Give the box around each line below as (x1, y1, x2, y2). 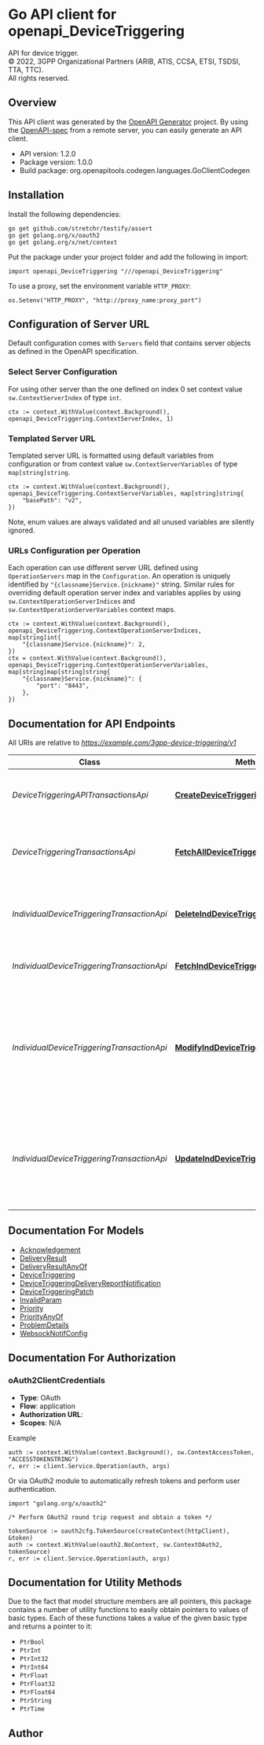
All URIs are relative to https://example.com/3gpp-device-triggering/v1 (8, 738, 236, 748)
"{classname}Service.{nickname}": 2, (22, 641, 146, 649)
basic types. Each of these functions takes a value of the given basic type (8, 1614, 247, 1623)
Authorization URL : (19, 1409, 84, 1419)
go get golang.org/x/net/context (8, 238, 118, 246)
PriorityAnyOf (19, 1312, 64, 1321)
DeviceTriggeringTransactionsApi (12, 847, 136, 858)
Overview (8, 96, 57, 109)
